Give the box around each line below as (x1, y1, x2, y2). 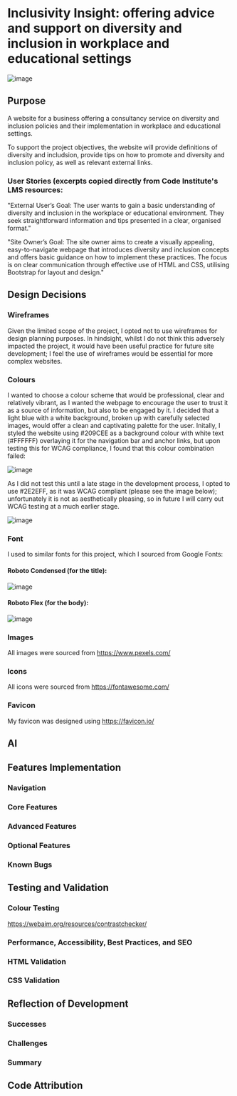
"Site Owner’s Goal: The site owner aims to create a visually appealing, (7, 238, 215, 246)
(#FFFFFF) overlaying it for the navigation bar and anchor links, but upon (7, 437, 221, 445)
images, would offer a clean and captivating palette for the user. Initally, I (7, 422, 221, 430)
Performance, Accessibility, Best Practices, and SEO (7, 937, 193, 947)
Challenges (7, 1038, 48, 1048)
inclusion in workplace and (7, 36, 169, 51)
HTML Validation (7, 956, 66, 966)
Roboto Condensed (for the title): (7, 566, 107, 574)
